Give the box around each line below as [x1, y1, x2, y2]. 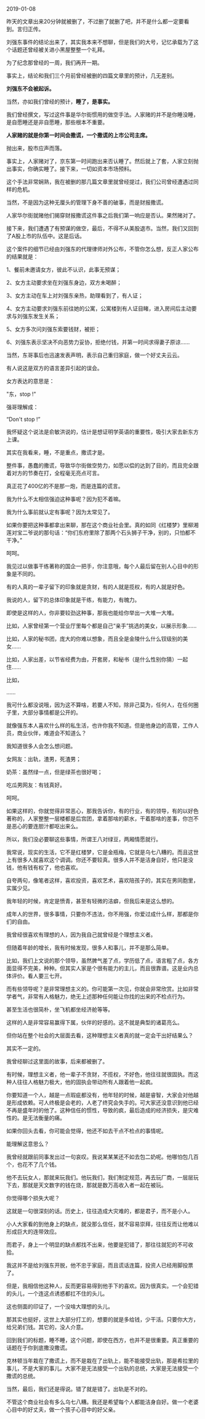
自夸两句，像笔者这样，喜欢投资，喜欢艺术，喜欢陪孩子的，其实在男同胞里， [6, 877, 199, 884]
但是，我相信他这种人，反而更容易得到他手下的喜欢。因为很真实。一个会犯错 [6, 1282, 199, 1290]
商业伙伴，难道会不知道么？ [16, 729, 87, 737]
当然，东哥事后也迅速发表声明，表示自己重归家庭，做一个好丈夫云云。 [6, 351, 183, 359]
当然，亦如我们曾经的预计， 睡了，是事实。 [6, 98, 113, 105]
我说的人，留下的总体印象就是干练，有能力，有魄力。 [6, 596, 140, 604]
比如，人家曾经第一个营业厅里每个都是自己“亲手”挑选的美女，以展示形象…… [6, 622, 197, 629]
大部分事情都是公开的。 [22, 709, 81, 716]
